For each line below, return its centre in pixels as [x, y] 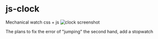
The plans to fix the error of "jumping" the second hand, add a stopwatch [79, 31]
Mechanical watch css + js [32, 22]
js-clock [23, 9]
